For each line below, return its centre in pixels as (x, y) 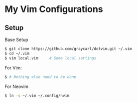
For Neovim (16, 86)
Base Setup (16, 39)
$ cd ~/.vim (17, 53)
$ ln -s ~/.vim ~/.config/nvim (37, 95)
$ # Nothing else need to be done (41, 77)
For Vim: (13, 67)
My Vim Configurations (54, 9)
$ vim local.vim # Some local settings (51, 58)
